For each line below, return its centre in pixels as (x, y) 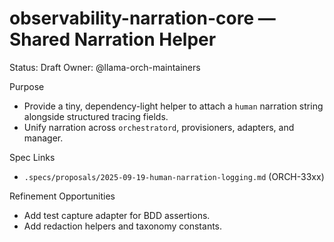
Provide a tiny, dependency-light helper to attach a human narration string (173, 106)
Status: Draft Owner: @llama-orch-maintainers (105, 67)
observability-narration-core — (142, 18)
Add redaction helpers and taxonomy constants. (123, 226)
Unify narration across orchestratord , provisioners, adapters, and (159, 127)
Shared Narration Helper (113, 39)
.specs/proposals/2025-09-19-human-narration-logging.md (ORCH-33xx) (174, 176)
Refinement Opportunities (62, 196)
